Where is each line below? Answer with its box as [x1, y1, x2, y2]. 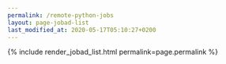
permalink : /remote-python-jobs [7, 11, 114, 20]
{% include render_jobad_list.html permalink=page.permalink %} [7, 48, 219, 57]
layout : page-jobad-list [7, 19, 89, 27]
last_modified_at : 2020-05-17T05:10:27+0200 [7, 26, 156, 34]
